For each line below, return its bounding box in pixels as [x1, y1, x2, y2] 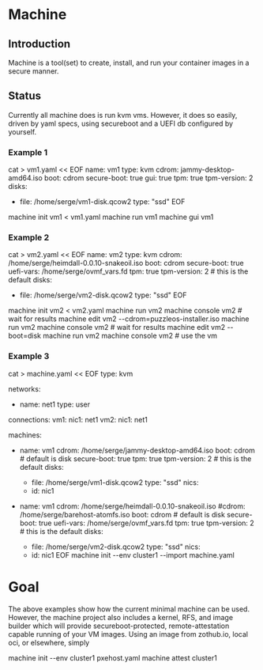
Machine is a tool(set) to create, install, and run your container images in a [8, 58, 250, 67]
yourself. [8, 127, 37, 136]
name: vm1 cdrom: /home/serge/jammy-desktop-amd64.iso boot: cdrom [19, 445, 255, 455]
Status [8, 89, 42, 103]
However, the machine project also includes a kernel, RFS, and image [8, 612, 234, 622]
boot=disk [8, 331, 42, 341]
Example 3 [8, 350, 50, 361]
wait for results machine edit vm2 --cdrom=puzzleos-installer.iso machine [8, 314, 250, 324]
